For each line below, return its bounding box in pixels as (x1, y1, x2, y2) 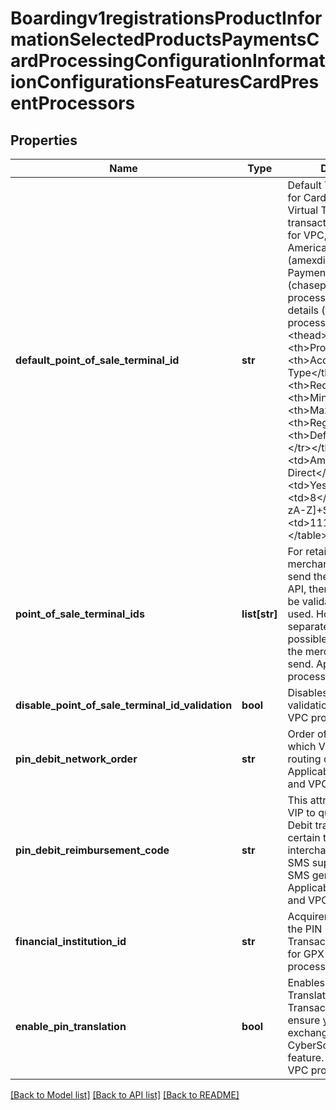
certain (287, 831, 321, 844)
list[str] (241, 607, 278, 621)
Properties (10, 132, 78, 149)
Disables (287, 686, 328, 699)
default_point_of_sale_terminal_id (15, 353, 180, 367)
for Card (287, 191, 327, 204)
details (287, 303, 320, 317)
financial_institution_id (15, 935, 127, 948)
